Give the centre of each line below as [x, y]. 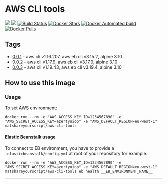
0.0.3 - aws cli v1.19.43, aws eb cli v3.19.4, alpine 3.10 [67, 67]
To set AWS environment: [31, 108]
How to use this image [40, 83]
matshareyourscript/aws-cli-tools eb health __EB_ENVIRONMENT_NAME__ [79, 171]
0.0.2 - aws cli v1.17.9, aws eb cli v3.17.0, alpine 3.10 [65, 62]
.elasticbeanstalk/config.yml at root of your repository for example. [76, 153]
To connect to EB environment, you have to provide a [60, 148]
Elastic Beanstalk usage [30, 137]
